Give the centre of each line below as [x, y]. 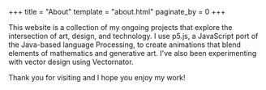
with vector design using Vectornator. [71, 62]
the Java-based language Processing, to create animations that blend [125, 45]
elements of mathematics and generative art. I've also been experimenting [133, 53]
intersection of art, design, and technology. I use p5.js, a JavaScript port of [133, 36]
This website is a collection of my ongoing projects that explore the [120, 27]
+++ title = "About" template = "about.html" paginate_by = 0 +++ [117, 12]
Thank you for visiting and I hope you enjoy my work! [97, 77]
